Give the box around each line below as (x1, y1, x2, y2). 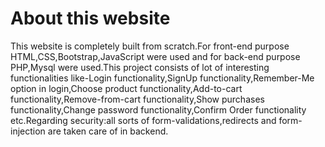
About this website (10, 7, 171, 30)
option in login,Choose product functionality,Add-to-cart (10, 82, 243, 94)
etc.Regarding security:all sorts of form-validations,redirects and (10, 114, 277, 126)
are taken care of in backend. (47, 125, 169, 137)
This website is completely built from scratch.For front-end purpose (10, 40, 290, 52)
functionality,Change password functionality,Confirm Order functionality (10, 103, 307, 116)
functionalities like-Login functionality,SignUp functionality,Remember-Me (10, 72, 315, 84)
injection (10, 125, 46, 137)
